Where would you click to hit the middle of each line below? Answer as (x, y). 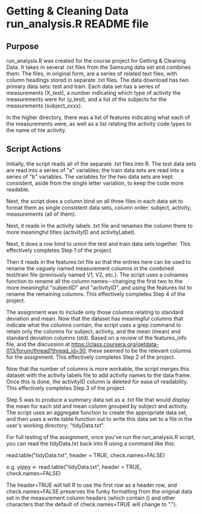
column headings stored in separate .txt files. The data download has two (97, 80)
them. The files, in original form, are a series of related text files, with (92, 73)
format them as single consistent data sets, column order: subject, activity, (99, 207)
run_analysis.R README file (77, 24)
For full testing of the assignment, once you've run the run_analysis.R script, (101, 437)
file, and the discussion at (38, 344)
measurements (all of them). (41, 214)
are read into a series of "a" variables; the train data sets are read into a (95, 170)
